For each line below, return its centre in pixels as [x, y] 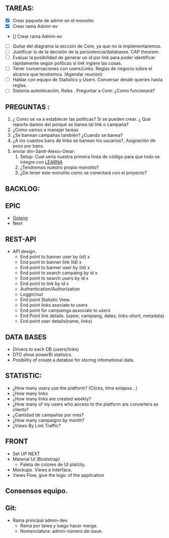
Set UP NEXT [26, 454]
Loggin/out [32, 295]
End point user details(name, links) [56, 321]
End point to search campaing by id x [59, 273]
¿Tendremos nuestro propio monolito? [60, 167]
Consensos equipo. [37, 491]
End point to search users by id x [54, 278]
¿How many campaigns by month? [48, 420]
